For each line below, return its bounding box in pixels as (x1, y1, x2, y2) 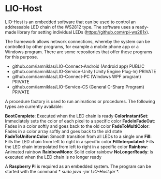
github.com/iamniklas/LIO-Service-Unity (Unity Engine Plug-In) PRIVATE (12, 68, 156, 74)
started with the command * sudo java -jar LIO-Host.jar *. (5, 168, 119, 174)
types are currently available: (5, 104, 63, 109)
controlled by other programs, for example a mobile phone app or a (5, 44, 139, 49)
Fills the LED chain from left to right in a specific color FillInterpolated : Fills (5, 138, 154, 144)
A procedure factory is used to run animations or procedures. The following (5, 98, 156, 104)
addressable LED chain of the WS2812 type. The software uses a (5, 24, 134, 30)
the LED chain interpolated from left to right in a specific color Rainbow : (5, 144, 148, 149)
